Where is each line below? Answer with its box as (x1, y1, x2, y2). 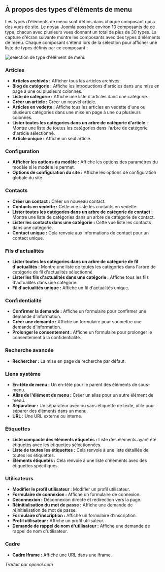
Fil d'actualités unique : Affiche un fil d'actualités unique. (12, 285, 130, 291)
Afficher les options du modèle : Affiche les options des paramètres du (12, 159, 158, 165)
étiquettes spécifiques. (12, 463, 59, 469)
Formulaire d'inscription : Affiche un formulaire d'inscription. (12, 512, 137, 519)
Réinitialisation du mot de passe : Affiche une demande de (12, 502, 133, 508)
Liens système (5, 370, 41, 377)
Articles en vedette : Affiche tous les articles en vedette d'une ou (12, 104, 146, 110)
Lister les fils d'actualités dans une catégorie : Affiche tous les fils (12, 274, 149, 280)
